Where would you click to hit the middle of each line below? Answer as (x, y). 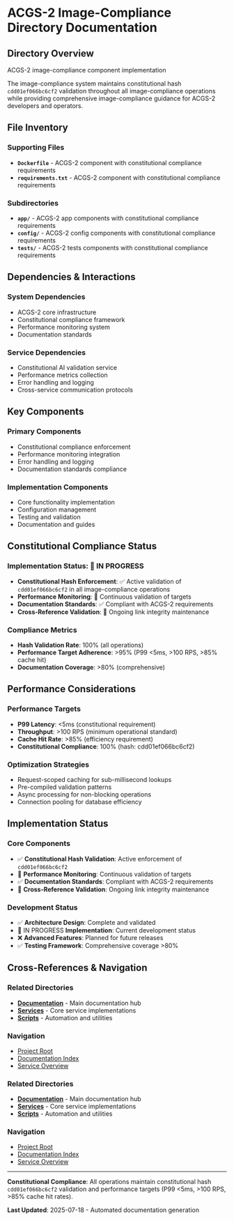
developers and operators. (45, 106)
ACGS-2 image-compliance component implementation (87, 70)
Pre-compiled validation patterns (64, 787)
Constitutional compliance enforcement (74, 447)
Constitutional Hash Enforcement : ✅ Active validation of (100, 581)
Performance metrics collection (62, 375)
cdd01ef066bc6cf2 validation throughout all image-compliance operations (111, 91)
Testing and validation (49, 516)
